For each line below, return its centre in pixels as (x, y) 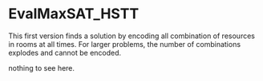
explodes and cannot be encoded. (65, 52)
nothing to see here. (41, 67)
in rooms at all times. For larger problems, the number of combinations (125, 44)
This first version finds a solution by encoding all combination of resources (131, 36)
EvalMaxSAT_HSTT (74, 14)
